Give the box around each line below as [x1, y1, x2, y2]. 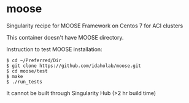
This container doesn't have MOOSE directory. [6, 34, 124, 41]
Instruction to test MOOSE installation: [6, 45, 102, 53]
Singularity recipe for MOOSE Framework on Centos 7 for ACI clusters [6, 22, 183, 29]
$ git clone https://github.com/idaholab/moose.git [6, 63, 141, 69]
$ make [6, 73, 23, 79]
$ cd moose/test [6, 68, 48, 74]
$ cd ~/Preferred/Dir [6, 57, 62, 63]
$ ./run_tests [6, 79, 43, 85]
